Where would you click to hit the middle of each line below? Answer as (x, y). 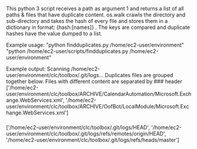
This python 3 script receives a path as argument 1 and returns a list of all (95, 9)
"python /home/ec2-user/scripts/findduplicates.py (67, 51)
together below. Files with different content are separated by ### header (94, 81)
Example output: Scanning (38, 69)
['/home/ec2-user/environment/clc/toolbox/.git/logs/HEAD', (78, 127)
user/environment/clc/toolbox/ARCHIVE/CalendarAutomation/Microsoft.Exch (99, 94)
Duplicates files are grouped (139, 75)
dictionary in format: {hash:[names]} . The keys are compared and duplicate (98, 27)
